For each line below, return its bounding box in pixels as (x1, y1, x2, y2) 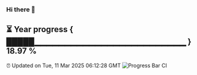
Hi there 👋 (6, 5, 36, 14)
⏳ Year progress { (6, 24, 74, 35)
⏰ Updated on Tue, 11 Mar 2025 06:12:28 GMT (6, 62, 121, 69)
